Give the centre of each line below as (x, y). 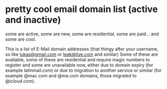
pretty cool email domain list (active (81, 9)
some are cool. (21, 39)
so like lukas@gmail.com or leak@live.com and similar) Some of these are (82, 54)
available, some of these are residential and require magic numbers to (77, 59)
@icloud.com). (20, 81)
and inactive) (33, 20)
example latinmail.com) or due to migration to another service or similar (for (83, 70)
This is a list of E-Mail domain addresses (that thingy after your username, (82, 49)
